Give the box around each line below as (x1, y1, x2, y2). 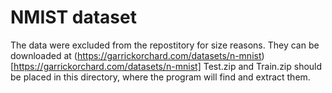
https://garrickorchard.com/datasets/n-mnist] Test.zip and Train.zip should (13, 60, 323, 72)
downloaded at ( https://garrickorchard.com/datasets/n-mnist (10, 49, 262, 61)
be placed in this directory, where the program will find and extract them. (10, 71, 311, 83)
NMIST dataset (10, 6, 137, 29)
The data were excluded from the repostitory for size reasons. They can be (10, 39, 320, 51)
